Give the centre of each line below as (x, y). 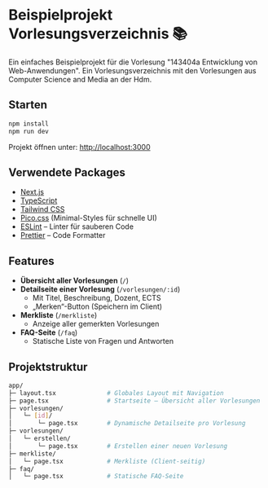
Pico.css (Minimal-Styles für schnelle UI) (88, 218)
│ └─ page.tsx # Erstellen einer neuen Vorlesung (118, 446)
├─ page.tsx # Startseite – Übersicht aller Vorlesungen (134, 401)
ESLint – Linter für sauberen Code (77, 226)
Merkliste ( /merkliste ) (59, 315)
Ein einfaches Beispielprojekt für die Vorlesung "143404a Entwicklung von (133, 62)
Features (31, 261)
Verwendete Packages (67, 172)
